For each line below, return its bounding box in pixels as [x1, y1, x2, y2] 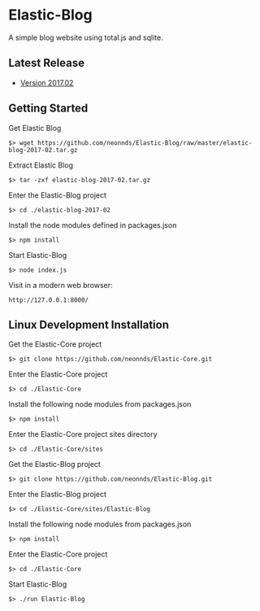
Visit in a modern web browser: [8, 280, 113, 290]
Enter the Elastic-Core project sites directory [8, 430, 158, 439]
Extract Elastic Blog [8, 160, 74, 170]
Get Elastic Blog [8, 123, 62, 133]
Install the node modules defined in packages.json [8, 220, 177, 229]
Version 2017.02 [19, 77, 74, 87]
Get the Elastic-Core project [8, 339, 102, 349]
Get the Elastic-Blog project [8, 460, 102, 469]
